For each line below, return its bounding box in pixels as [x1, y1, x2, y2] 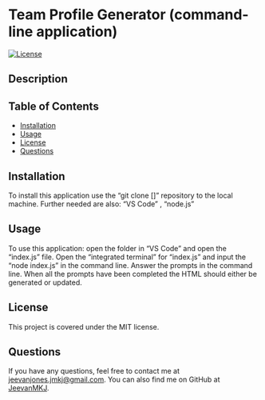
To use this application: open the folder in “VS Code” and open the [8, 243, 227, 253]
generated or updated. [8, 278, 82, 287]
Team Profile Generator [8, 6, 166, 24]
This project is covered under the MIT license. [8, 322, 160, 331]
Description [8, 72, 68, 86]
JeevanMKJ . [8, 383, 49, 393]
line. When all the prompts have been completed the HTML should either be [8, 269, 258, 278]
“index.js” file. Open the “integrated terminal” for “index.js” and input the [8, 252, 247, 262]
